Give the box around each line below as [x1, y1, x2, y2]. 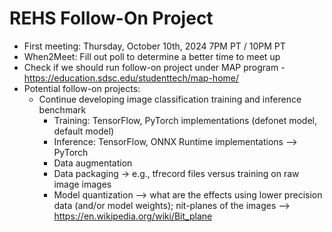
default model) [53, 125, 115, 137]
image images [53, 178, 112, 190]
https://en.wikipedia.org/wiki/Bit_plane [53, 210, 213, 222]
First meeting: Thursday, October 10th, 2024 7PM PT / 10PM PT [23, 40, 286, 52]
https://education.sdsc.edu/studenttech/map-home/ [23, 72, 240, 84]
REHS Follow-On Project [9, 7, 214, 30]
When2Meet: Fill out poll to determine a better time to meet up [23, 50, 281, 62]
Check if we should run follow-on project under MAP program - [23, 61, 286, 73]
